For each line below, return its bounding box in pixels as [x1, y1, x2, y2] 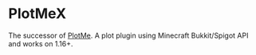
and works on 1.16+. [8, 38, 73, 48]
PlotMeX [8, 5, 66, 23]
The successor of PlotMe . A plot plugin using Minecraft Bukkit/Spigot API [8, 31, 249, 40]
